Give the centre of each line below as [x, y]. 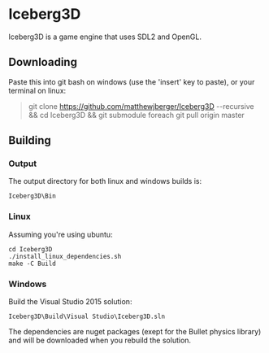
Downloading [43, 62]
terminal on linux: [37, 90]
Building [30, 140]
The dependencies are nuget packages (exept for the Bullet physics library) [135, 332]
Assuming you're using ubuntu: [61, 234]
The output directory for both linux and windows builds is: [105, 181]
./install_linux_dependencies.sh [65, 256]
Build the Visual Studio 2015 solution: [70, 302]
